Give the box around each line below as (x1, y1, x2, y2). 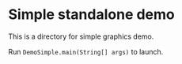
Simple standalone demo (8, 6, 176, 24)
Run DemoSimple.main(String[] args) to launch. (8, 47, 164, 56)
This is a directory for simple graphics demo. (8, 32, 154, 41)
